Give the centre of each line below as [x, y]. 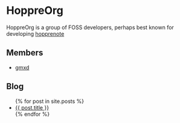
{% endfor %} [32, 114]
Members [25, 53]
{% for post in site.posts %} [50, 101]
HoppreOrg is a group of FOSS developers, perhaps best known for [90, 27]
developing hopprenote [35, 33]
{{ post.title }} [32, 107]
